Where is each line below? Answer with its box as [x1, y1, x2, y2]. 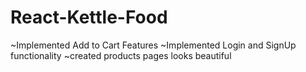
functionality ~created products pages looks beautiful [10, 49, 232, 61]
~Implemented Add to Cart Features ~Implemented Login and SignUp [10, 39, 297, 51]
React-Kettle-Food [10, 6, 168, 29]
